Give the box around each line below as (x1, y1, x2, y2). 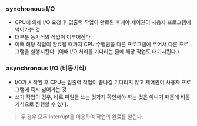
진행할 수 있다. (35, 100, 69, 107)
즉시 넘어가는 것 (30, 86, 67, 93)
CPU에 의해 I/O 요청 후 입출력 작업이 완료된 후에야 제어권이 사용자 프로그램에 (14, 19, 191, 26)
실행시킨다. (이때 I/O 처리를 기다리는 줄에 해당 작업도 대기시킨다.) (30, 48, 179, 55)
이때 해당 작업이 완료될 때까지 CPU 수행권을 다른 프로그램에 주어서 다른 (14, 40, 178, 48)
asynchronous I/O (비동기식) (6, 64, 87, 72)
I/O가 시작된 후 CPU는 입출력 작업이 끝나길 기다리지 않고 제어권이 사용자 (14, 79, 181, 86)
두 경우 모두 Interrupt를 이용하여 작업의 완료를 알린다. (20, 113, 143, 120)
